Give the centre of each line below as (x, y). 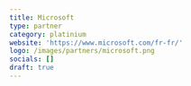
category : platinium (48, 34)
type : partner (36, 26)
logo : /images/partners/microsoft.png (82, 51)
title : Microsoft (42, 17)
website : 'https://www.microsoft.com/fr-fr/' (96, 43)
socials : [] (32, 59)
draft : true (32, 68)
